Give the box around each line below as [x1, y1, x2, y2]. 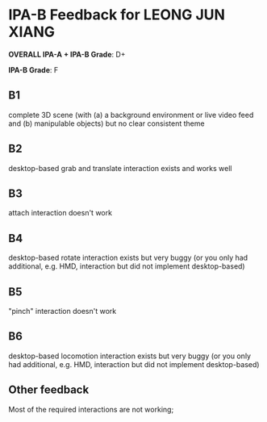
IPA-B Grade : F [8, 65, 59, 74]
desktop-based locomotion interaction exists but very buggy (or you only [8, 351, 252, 361]
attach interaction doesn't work [8, 208, 113, 218]
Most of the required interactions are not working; [8, 404, 174, 414]
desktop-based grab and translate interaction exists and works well [8, 163, 232, 173]
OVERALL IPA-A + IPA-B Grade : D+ [8, 49, 127, 59]
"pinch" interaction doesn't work [8, 307, 117, 315]
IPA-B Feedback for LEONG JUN [8, 6, 226, 24]
